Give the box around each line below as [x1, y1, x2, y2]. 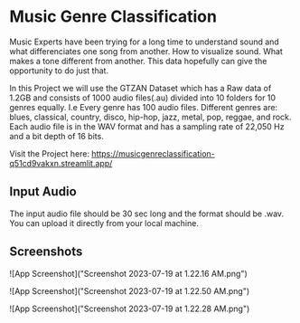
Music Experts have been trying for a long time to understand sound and [9, 36, 280, 47]
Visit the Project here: [9, 147, 90, 159]
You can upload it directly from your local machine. [9, 217, 199, 228]
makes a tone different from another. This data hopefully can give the [9, 55, 267, 66]
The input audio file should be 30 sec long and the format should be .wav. [9, 208, 285, 219]
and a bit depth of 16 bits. [9, 130, 104, 141]
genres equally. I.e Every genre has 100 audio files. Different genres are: [9, 101, 278, 112]
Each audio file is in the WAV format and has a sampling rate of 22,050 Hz [9, 120, 285, 132]
